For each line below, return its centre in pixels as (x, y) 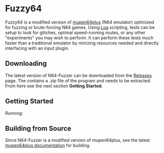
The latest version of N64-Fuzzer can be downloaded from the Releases (79, 75)
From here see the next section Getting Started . (54, 86)
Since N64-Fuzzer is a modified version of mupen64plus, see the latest (78, 140)
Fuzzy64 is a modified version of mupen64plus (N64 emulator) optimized (80, 22)
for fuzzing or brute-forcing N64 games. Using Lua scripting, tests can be (80, 27)
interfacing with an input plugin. (37, 48)
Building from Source (38, 128)
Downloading (26, 64)
